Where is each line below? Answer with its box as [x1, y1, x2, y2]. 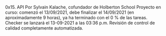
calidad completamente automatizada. [5, 25, 83, 31]
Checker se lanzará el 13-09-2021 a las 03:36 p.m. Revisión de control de [5, 20, 155, 26]
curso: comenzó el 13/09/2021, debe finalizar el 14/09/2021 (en [5, 9, 134, 15]
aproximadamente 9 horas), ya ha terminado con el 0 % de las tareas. [5, 15, 148, 20]
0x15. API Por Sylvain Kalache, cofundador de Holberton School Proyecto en [5, 4, 161, 10]
